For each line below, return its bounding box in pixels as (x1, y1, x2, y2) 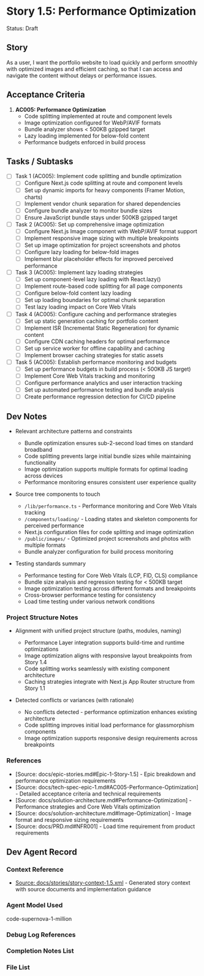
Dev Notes (6, 411, 47, 422)
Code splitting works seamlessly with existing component (24, 665, 170, 673)
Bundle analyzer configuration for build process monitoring (24, 548, 173, 556)
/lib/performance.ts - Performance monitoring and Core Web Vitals (24, 502, 197, 510)
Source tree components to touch (15, 490, 100, 498)
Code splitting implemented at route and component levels (24, 112, 173, 120)
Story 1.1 (24, 684, 45, 692)
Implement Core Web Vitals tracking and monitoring (24, 373, 155, 379)
